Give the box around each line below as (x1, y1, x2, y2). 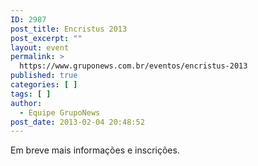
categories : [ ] (10, 80, 78, 90)
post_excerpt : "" (10, 33, 83, 43)
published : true (10, 71, 78, 81)
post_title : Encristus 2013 (10, 24, 128, 34)
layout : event (10, 42, 70, 53)
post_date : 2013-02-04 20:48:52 (10, 117, 145, 127)
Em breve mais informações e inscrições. (10, 144, 180, 156)
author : (10, 98, 43, 108)
